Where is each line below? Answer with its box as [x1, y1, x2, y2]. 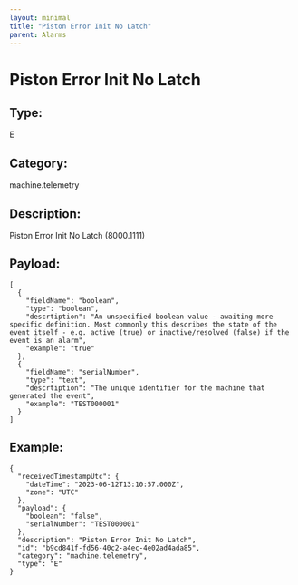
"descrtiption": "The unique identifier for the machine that [25, 383, 265, 393]
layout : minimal [9, 13, 71, 23]
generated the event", [9, 391, 95, 400]
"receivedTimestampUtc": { [17, 472, 120, 481]
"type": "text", [25, 375, 88, 385]
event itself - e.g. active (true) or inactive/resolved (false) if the [9, 327, 290, 336]
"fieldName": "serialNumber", [25, 367, 140, 376]
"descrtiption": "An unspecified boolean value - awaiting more [25, 312, 274, 321]
